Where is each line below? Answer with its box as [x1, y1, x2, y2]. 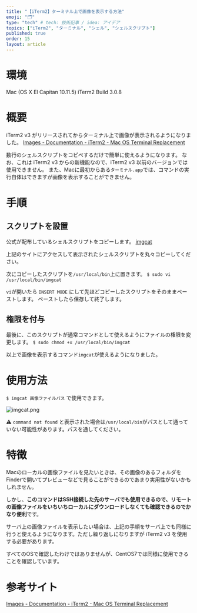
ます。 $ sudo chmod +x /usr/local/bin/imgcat [16, 338, 131, 345]
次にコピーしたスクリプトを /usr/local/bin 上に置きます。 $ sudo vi [6, 270, 171, 277]
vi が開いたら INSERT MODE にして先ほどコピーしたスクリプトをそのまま [6, 288, 178, 295]
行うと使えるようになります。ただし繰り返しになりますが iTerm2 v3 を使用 [6, 531, 188, 538]
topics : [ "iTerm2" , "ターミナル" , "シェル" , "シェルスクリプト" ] [6, 25, 156, 31]
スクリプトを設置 [6, 221, 68, 231]
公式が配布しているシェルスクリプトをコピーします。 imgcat [6, 238, 152, 245]
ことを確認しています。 [6, 558, 63, 565]
